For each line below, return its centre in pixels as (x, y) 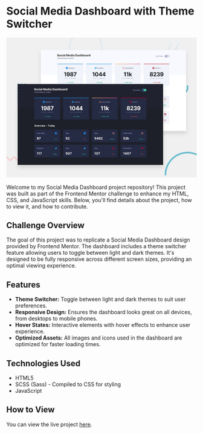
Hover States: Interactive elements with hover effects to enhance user (103, 325)
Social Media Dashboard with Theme (100, 11)
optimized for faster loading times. (58, 344)
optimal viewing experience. (41, 266)
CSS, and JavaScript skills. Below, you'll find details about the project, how (99, 200)
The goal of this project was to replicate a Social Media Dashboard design (98, 240)
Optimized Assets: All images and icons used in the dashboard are (98, 338)
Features (23, 285)
